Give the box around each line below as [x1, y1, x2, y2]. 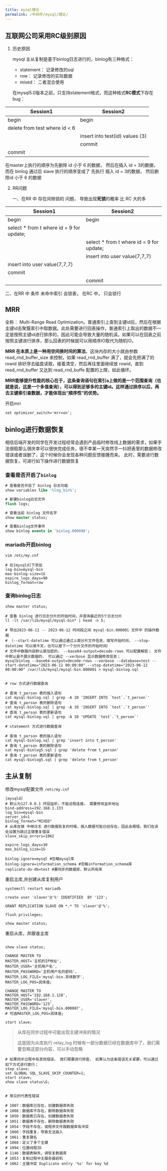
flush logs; [5, 501, 30, 506]
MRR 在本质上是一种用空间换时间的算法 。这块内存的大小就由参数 [5, 349, 138, 355]
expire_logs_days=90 [5, 575, 48, 581]
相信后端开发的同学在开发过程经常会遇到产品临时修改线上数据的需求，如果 [5, 439, 158, 445]
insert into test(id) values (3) [80, 133, 147, 140]
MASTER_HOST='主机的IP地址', [5, 958, 62, 964]
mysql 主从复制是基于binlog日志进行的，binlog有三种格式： [12, 56, 134, 62]
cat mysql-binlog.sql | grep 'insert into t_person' [5, 738, 117, 743]
